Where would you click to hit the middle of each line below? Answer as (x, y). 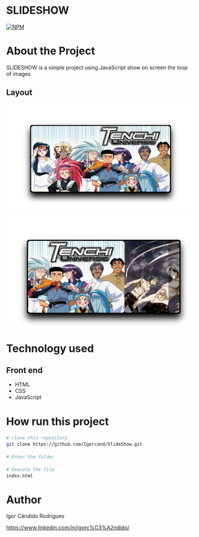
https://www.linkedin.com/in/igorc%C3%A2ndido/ (68, 527)
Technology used (50, 348)
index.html (20, 476)
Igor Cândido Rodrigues (35, 516)
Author (24, 500)
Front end (24, 370)
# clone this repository (37, 438)
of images (18, 74)
